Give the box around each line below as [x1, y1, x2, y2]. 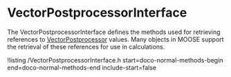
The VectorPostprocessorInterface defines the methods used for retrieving [7, 28, 221, 36]
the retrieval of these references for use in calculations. [7, 42, 165, 51]
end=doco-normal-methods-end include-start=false [7, 63, 157, 71]
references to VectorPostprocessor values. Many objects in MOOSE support [7, 35, 224, 43]
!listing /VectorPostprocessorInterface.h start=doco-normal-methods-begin [7, 55, 223, 64]
